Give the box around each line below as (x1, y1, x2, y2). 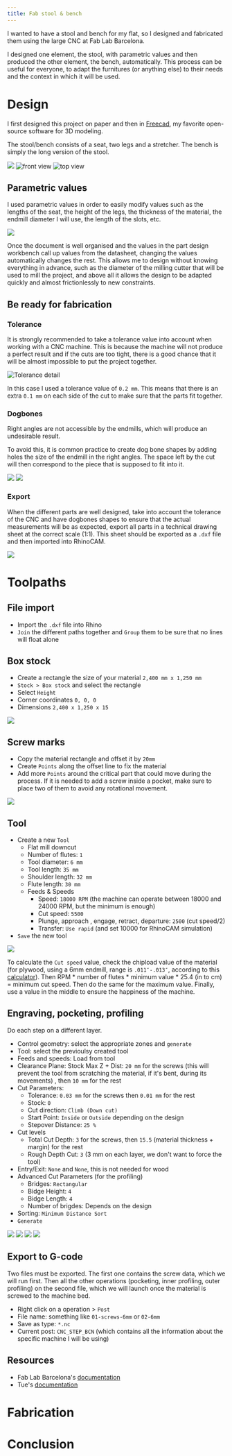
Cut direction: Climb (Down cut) (27, 1106, 118, 1114)
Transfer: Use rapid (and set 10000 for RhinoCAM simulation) (37, 924, 213, 933)
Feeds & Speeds (27, 888, 75, 896)
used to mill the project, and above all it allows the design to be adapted (7, 271, 213, 280)
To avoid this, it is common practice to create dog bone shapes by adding (7, 446, 217, 454)
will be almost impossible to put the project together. (7, 357, 157, 366)
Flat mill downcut (27, 843, 77, 852)
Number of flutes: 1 (27, 851, 83, 859)
